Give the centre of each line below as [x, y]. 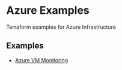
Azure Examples [48, 10]
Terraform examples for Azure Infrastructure [61, 27]
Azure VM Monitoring [41, 60]
